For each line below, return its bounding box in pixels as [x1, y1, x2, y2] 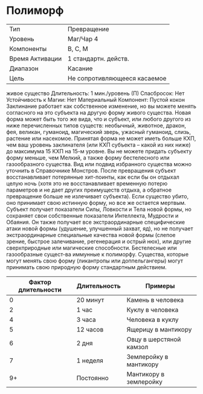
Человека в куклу [126, 315, 179, 324]
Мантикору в [126, 370, 165, 378]
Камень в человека [126, 295, 184, 304]
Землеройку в [126, 352, 169, 361]
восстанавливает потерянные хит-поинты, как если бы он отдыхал [6, 173, 179, 181]
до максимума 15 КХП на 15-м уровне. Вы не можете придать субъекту [6, 147, 192, 155]
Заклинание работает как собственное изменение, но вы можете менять [6, 102, 196, 110]
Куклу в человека [126, 306, 179, 314]
